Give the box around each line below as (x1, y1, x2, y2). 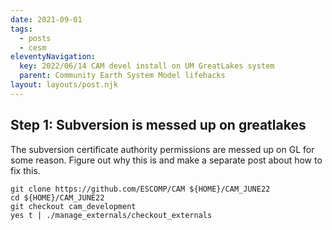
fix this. (10, 164, 41, 176)
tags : (10, 24, 33, 34)
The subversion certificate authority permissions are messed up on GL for (10, 143, 315, 155)
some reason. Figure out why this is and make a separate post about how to (10, 154, 323, 166)
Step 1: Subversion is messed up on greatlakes (10, 117, 307, 134)
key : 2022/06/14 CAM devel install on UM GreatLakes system (19, 61, 275, 71)
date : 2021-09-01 (10, 14, 83, 25)
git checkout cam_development (10, 201, 137, 211)
